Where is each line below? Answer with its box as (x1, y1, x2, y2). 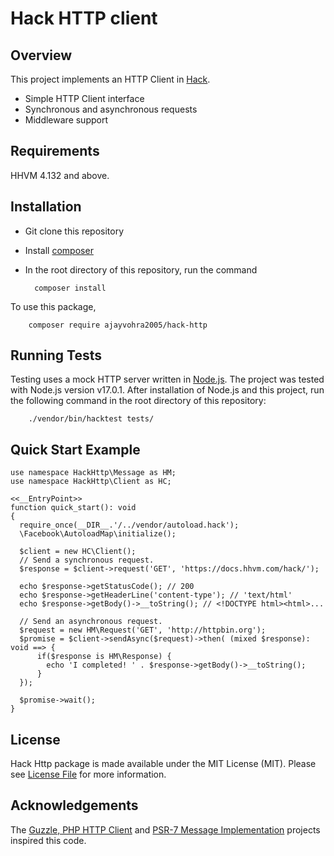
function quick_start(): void (10, 503, 137, 513)
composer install (34, 283, 107, 293)
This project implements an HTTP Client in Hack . (10, 73, 211, 85)
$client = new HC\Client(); (19, 547, 137, 557)
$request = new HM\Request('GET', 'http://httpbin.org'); (19, 625, 267, 636)
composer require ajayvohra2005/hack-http (28, 320, 208, 330)
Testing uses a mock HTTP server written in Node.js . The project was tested (10, 373, 325, 386)
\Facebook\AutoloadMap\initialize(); (19, 529, 177, 539)
